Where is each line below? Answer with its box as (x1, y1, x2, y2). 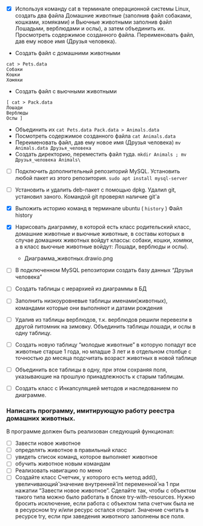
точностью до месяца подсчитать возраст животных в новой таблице (15, 354, 197, 361)
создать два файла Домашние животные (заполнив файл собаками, (15, 12, 192, 19)
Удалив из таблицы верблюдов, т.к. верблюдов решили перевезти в (15, 316, 192, 323)
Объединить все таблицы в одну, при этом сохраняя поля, (15, 366, 168, 373)
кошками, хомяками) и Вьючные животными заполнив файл (15, 18, 172, 26)
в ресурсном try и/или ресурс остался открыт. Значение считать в (15, 506, 189, 514)
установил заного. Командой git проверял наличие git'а (15, 193, 160, 201)
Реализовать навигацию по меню (15, 467, 102, 474)
